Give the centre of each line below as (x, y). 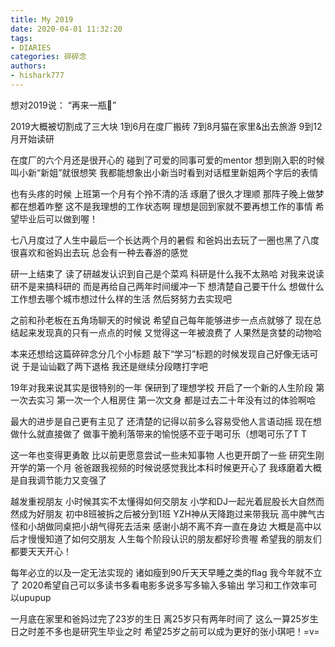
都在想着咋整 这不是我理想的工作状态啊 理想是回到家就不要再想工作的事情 (161, 206)
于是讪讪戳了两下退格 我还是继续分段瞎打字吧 (114, 366)
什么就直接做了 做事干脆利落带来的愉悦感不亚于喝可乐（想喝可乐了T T (162, 433)
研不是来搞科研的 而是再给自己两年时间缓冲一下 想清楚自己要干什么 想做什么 (167, 286)
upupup (35, 597)
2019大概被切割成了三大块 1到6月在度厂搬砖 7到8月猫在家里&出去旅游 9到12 (166, 126)
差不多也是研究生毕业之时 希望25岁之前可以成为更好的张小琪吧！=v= (178, 631)
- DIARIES (31, 47)
